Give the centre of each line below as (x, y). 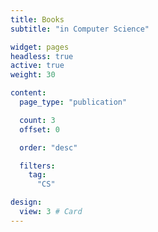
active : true (37, 66)
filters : (37, 166)
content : (28, 93)
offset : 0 (39, 129)
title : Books (37, 19)
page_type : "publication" (73, 102)
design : (26, 202)
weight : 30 (33, 75)
